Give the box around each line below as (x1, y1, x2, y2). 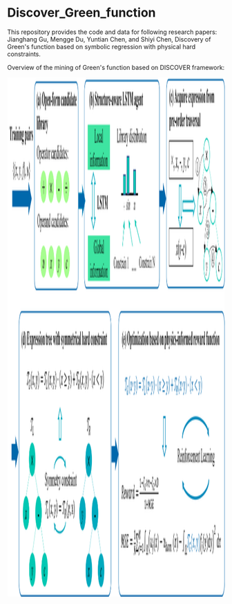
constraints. (7, 50, 41, 58)
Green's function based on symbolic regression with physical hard (7, 42, 196, 51)
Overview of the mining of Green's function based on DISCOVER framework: (7, 63, 225, 71)
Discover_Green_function (7, 5, 156, 21)
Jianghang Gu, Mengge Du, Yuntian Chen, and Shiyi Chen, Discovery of (7, 35, 211, 43)
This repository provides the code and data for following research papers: (7, 28, 217, 36)
